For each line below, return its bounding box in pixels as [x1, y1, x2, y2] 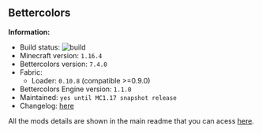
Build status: [19, 42, 61, 52]
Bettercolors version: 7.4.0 [19, 59, 108, 68]
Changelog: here [19, 101, 75, 110]
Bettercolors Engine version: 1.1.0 [19, 84, 132, 94]
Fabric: [19, 67, 43, 77]
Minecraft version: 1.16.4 [19, 50, 103, 60]
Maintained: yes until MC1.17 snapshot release [19, 92, 178, 102]
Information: [8, 27, 51, 36]
